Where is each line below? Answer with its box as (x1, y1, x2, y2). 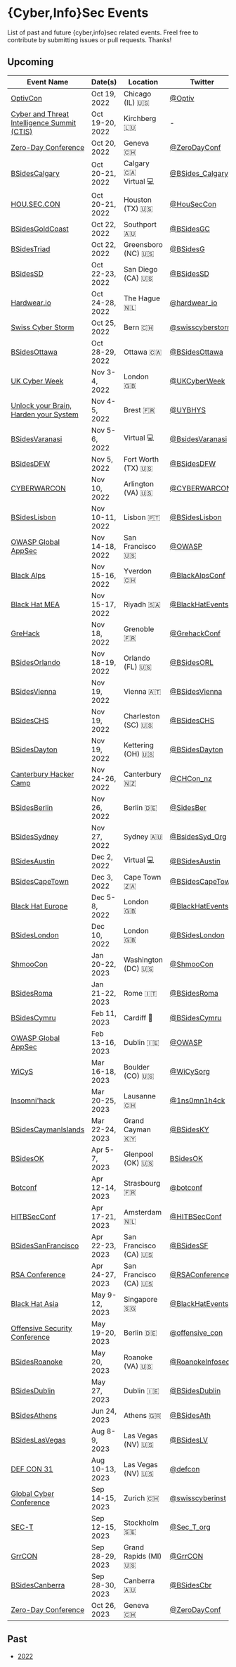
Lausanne (123, 1091, 157, 1101)
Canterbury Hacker (11, 769, 74, 779)
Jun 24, (91, 1406, 117, 1416)
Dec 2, (91, 851, 114, 861)
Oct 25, (91, 318, 117, 328)
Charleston (123, 711, 160, 721)
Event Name (27, 77, 69, 87)
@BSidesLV (169, 1435, 209, 1445)
